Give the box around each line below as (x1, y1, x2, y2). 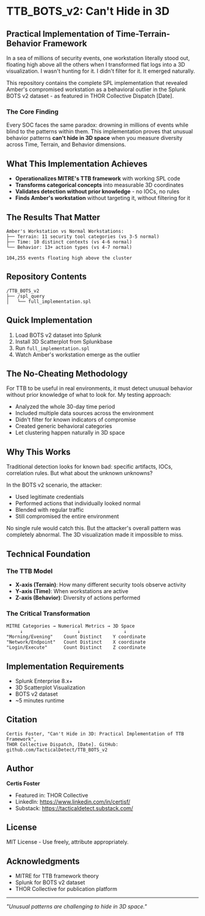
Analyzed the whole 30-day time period (15, 403, 115, 410)
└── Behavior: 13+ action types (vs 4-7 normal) (6, 244, 132, 250)
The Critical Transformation (6, 609, 90, 618)
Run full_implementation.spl (15, 344, 90, 352)
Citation (6, 714, 38, 725)
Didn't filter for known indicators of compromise (15, 416, 136, 423)
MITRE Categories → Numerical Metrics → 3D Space (6, 623, 135, 629)
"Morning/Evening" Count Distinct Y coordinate (6, 634, 146, 640)
